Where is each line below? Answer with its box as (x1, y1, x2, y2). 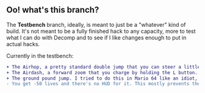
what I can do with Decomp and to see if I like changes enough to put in (6, 33, 187, 41)
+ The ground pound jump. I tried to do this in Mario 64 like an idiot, (6, 75, 198, 81)
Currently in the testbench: (6, 52, 74, 60)
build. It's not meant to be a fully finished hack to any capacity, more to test (6, 27, 196, 35)
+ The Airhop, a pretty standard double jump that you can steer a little (6, 64, 201, 70)
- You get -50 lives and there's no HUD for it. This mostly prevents (6, 81, 190, 87)
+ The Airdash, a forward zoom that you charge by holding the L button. (6, 69, 198, 75)
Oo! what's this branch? (6, 5, 99, 15)
